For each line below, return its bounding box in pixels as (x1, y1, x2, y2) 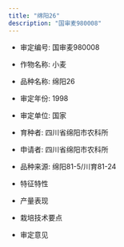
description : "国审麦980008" (8, 19, 102, 27)
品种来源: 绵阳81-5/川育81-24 (19, 161, 117, 171)
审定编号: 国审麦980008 (19, 42, 100, 52)
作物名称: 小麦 (19, 59, 66, 69)
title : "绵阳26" (8, 11, 60, 20)
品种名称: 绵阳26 (19, 76, 75, 86)
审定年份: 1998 (19, 93, 69, 103)
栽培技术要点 (19, 213, 62, 222)
